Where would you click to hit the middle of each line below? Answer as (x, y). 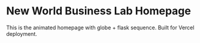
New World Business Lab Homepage (99, 11)
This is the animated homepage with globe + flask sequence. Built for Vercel (100, 27)
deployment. (22, 33)
